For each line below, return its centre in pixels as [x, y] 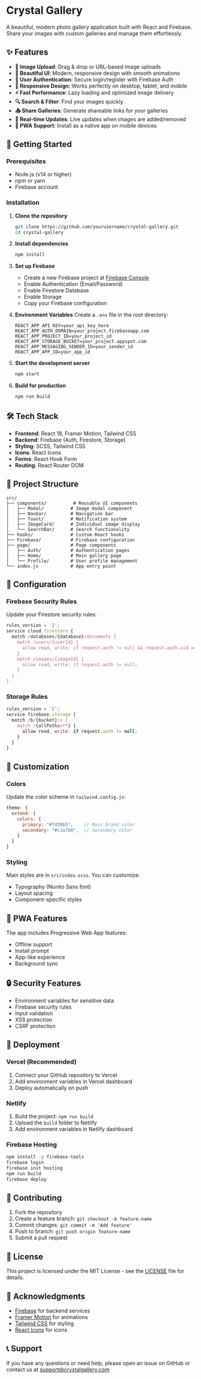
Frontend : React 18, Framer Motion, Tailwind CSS [75, 433]
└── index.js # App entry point [61, 566]
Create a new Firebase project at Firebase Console [86, 278]
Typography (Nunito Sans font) [53, 887]
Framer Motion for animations [51, 1317]
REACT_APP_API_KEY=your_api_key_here [62, 326]
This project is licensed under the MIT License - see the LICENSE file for [95, 1271]
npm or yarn [30, 181]
